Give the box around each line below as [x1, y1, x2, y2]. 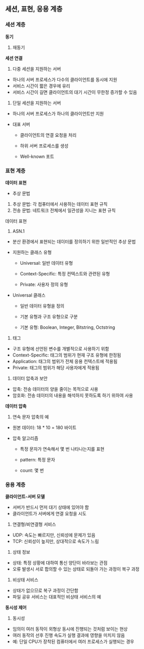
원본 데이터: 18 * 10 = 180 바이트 [12, 424, 77, 430]
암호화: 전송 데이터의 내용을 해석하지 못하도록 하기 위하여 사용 [12, 392, 133, 398]
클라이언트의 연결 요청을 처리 [20, 132, 77, 138]
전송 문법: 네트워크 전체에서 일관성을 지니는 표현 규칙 [12, 207, 116, 213]
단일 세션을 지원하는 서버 [12, 100, 61, 106]
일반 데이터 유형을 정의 [20, 303, 65, 309]
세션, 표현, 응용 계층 [5, 5, 63, 14]
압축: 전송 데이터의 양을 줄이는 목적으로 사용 [12, 386, 99, 392]
